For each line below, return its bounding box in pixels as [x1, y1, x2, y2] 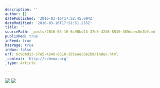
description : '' [5, 7, 38, 12]
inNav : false [5, 47, 32, 52]
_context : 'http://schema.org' [5, 56, 69, 61]
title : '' [5, 25, 25, 30]
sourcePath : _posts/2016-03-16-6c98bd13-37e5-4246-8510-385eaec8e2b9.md [5, 29, 156, 34]
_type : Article [5, 61, 36, 65]
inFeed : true [5, 38, 32, 43]
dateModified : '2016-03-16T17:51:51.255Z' [5, 20, 92, 25]
